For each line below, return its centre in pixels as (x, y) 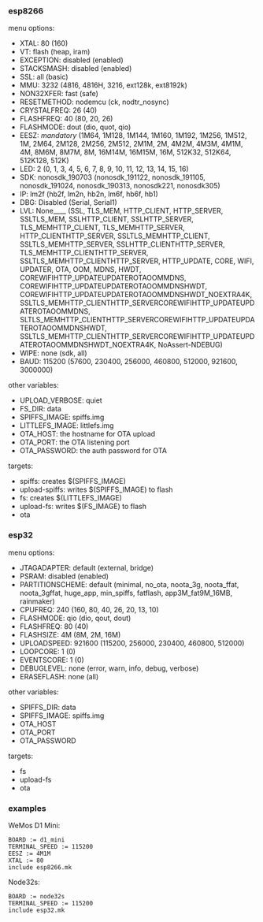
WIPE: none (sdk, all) (54, 353)
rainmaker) (37, 601)
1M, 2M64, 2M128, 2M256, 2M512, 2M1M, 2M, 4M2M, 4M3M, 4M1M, (131, 144)
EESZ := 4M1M (30, 853)
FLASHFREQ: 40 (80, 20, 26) (66, 119)
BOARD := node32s (37, 896)
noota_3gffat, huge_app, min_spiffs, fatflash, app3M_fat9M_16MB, (126, 593)
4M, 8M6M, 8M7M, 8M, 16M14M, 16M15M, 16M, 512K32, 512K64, (125, 152)
